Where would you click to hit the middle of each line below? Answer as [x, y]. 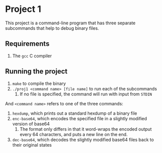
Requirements [27, 44]
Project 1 [23, 9]
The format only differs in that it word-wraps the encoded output [86, 129]
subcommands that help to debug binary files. [52, 28]
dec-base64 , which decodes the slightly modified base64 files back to [83, 140]
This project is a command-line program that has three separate [70, 23]
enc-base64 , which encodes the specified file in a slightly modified [80, 118]
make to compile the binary [39, 83]
